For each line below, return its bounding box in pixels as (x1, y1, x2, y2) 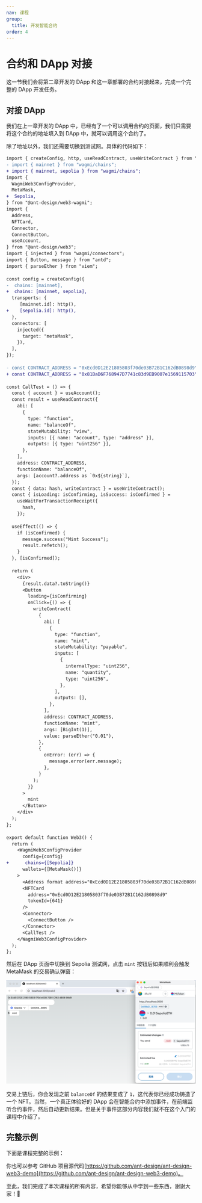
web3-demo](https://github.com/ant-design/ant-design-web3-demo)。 (6, 1169, 184, 1177)
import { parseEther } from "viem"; (6, 263, 98, 269)
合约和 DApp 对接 (6, 57, 93, 71)
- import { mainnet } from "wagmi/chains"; (6, 161, 117, 168)
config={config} (22, 853, 63, 860)
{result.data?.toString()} (22, 581, 90, 587)
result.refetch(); (22, 542, 69, 549)
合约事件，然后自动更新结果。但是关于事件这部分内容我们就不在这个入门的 (11, 1105, 196, 1113)
